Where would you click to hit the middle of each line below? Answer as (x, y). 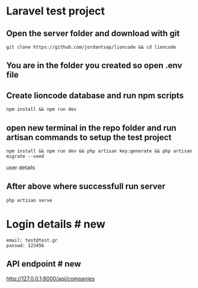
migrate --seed (25, 157)
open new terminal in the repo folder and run (91, 128)
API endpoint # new (44, 264)
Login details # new (56, 224)
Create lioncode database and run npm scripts (95, 95)
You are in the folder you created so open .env (94, 65)
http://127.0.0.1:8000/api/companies (51, 278)
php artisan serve (29, 200)
